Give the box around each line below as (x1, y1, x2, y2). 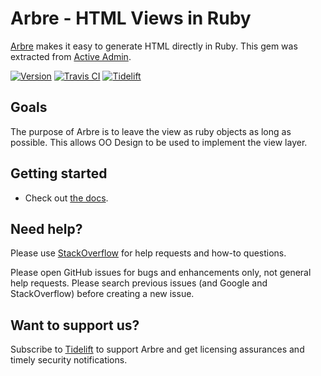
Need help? (10, 220, 83, 237)
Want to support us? (10, 317, 140, 334)
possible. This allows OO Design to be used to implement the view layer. (10, 136, 308, 148)
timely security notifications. (10, 354, 128, 366)
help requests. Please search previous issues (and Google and (10, 277, 268, 289)
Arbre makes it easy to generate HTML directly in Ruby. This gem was (10, 40, 298, 52)
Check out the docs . (24, 192, 109, 204)
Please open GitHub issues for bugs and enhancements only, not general (10, 267, 312, 279)
